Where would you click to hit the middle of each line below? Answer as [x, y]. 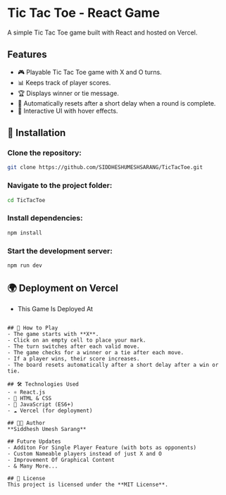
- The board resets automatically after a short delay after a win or [113, 365]
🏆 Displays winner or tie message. [68, 93]
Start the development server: [60, 251]
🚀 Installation [37, 133]
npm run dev [25, 265]
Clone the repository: [45, 153]
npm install [25, 233]
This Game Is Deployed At [55, 308]
